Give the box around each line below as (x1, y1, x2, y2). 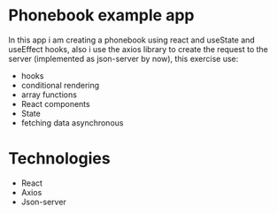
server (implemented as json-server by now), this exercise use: (8, 53, 239, 64)
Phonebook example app (8, 5, 195, 26)
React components (20, 98, 90, 109)
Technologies (8, 149, 112, 169)
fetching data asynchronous (20, 117, 124, 128)
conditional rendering (20, 80, 100, 90)
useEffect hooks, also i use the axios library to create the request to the (8, 43, 269, 54)
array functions (20, 89, 77, 100)
